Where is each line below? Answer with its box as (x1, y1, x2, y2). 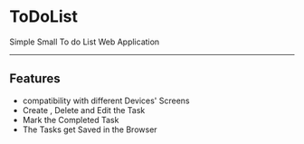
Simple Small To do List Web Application (9, 36, 160, 47)
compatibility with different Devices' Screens (22, 95, 190, 106)
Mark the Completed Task (22, 114, 119, 125)
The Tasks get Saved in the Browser (22, 124, 157, 135)
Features (9, 71, 61, 87)
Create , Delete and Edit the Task (22, 104, 146, 115)
